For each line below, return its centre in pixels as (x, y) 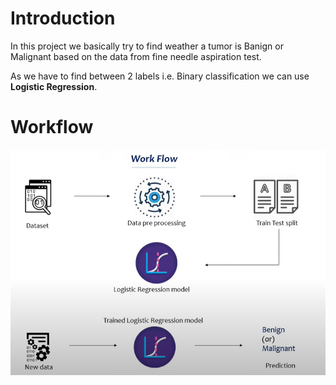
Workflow (52, 127)
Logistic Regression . (54, 86)
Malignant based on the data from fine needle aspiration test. (136, 56)
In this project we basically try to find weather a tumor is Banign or (147, 46)
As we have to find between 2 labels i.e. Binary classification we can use (160, 76)
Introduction (63, 18)
